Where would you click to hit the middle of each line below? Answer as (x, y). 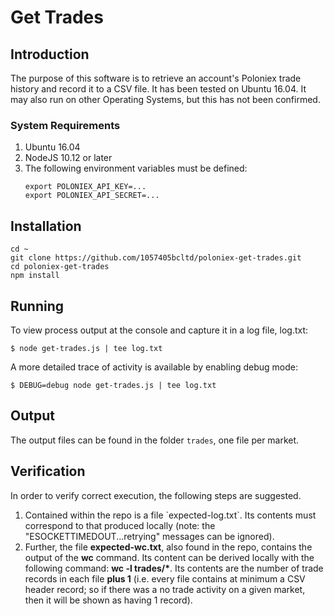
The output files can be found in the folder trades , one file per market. (155, 440)
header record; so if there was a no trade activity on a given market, (165, 589)
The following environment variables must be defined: (136, 168)
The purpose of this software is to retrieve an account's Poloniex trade (156, 78)
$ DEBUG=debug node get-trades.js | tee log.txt (113, 385)
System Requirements (65, 125)
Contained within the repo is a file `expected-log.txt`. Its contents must (170, 515)
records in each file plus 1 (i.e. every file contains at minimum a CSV (165, 578)
